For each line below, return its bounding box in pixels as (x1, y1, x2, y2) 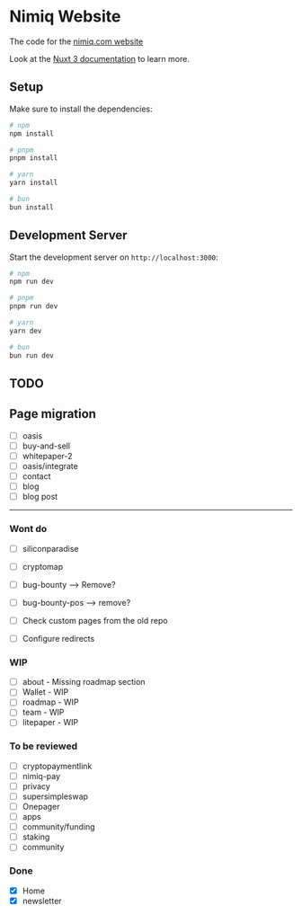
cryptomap (22, 561, 64, 572)
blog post (22, 492, 58, 502)
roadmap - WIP (22, 697, 79, 707)
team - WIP (22, 707, 65, 718)
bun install (9, 202, 54, 212)
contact (22, 471, 51, 482)
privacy (22, 780, 51, 792)
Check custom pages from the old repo (22, 615, 168, 626)
